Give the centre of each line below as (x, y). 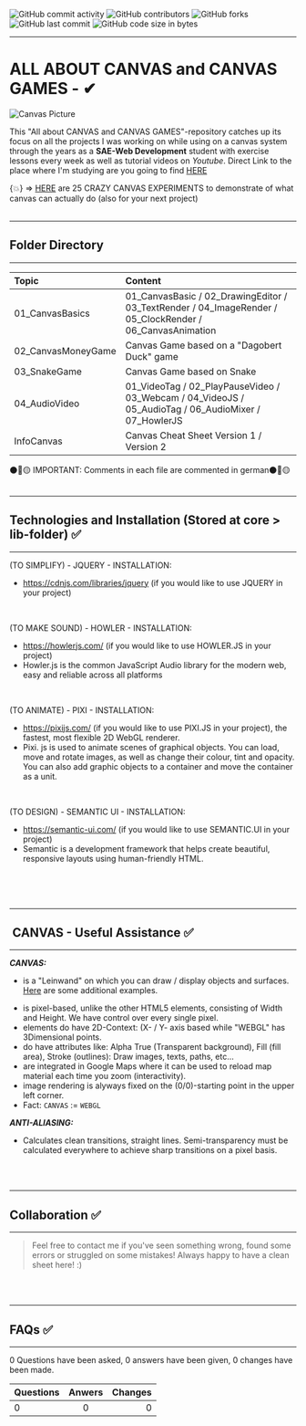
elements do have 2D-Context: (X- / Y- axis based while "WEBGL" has (153, 1028)
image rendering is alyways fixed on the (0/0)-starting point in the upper (158, 1085)
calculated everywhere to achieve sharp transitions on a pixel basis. (150, 1150)
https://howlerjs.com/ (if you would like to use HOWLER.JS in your (147, 645)
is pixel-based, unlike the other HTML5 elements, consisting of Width (153, 1008)
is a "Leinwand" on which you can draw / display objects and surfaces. (156, 980)
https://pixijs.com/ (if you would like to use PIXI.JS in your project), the (155, 728)
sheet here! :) (57, 1265)
